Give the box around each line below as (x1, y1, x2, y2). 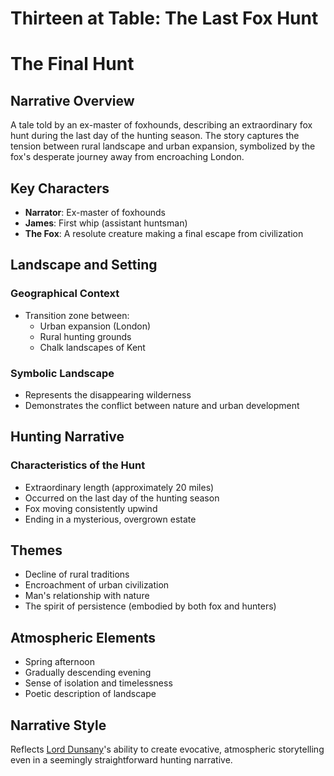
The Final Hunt (10, 53, 135, 76)
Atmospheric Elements (10, 629, 157, 646)
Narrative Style (10, 717, 107, 734)
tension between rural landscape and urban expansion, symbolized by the (10, 140, 316, 152)
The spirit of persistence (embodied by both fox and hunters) (24, 600, 277, 612)
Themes (10, 542, 63, 559)
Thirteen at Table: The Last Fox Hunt (10, 7, 319, 30)
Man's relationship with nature (24, 590, 150, 602)
